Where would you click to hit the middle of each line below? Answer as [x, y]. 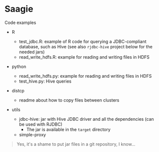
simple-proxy [32, 134]
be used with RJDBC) [40, 124]
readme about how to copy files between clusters [69, 100]
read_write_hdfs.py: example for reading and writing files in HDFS [85, 76]
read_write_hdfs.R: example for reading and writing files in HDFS [84, 57]
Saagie [19, 9]
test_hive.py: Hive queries [45, 81]
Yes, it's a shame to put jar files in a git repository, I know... [76, 144]
